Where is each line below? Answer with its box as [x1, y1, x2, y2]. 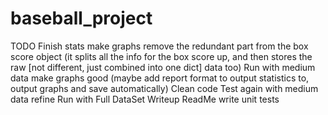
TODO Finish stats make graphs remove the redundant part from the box [10, 40, 309, 52]
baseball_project [10, 7, 153, 30]
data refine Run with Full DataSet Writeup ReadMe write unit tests [10, 93, 280, 105]
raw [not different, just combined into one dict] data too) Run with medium [10, 61, 316, 73]
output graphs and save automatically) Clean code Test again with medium [10, 82, 319, 94]
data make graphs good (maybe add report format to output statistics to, [10, 72, 310, 84]
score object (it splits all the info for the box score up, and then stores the [10, 50, 313, 62]
